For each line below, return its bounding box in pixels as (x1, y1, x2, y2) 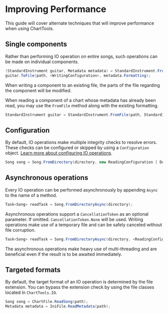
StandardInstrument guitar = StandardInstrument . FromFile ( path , (5, 112, 142, 117)
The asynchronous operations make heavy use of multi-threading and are (5, 246, 157, 252)
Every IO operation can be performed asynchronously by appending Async (5, 187, 158, 193)
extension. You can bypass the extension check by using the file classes (5, 284, 154, 290)
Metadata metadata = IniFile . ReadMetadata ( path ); (5, 304, 111, 309)
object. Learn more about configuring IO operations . (5, 150, 112, 156)
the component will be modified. (5, 87, 72, 93)
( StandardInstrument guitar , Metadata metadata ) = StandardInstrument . (5, 68, 157, 73)
